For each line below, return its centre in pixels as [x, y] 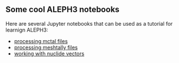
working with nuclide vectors [49, 53]
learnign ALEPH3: [27, 30]
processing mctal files [41, 41]
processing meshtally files [46, 47]
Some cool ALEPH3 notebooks [63, 10]
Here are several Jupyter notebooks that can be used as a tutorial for [89, 23]
